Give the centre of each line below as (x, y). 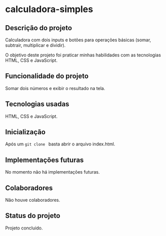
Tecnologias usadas (37, 104)
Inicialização (26, 132)
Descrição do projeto (39, 28)
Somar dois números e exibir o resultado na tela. (55, 88)
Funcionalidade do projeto (47, 76)
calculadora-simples (49, 9)
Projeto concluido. (24, 228)
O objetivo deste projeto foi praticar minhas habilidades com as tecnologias (83, 55)
